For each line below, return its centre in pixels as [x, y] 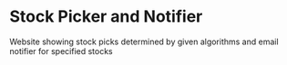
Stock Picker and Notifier [106, 17]
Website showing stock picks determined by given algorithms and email [144, 42]
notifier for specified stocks [61, 51]
